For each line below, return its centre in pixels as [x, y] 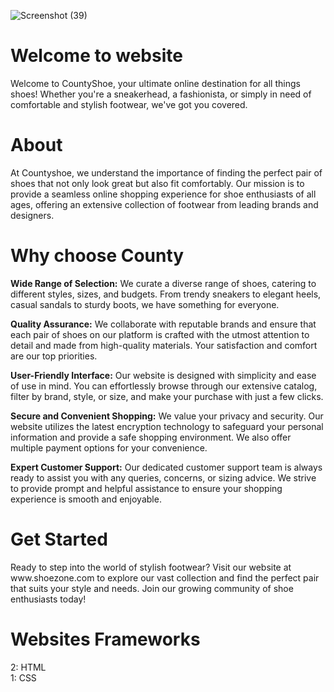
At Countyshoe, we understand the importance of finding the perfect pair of [166, 172]
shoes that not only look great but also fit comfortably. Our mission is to [157, 183]
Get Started [59, 539]
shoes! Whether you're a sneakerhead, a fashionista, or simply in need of [161, 94]
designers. [32, 215]
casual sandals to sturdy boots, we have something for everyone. [145, 304]
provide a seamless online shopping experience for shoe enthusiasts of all [163, 194]
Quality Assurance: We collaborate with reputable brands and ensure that [163, 324]
